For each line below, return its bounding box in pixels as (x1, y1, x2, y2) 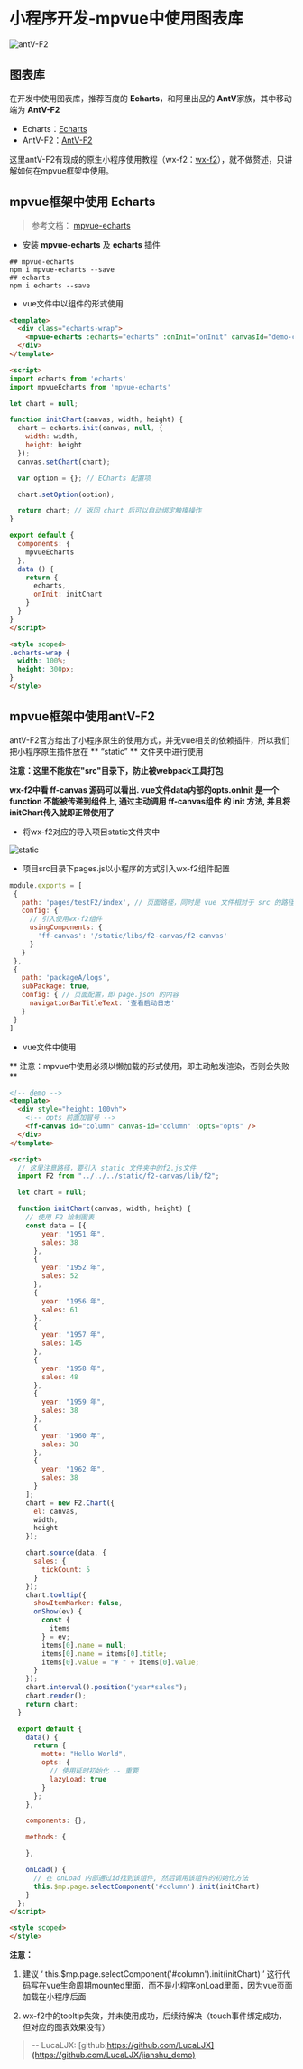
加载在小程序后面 (22, 1991, 87, 2002)
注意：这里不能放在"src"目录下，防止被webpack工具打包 (9, 765, 224, 776)
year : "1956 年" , (41, 1296, 106, 1306)
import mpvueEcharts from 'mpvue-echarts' (9, 382, 171, 391)
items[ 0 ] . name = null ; (41, 1641, 127, 1650)
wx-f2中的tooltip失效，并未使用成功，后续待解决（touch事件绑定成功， (22, 2010, 287, 2021)
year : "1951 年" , (41, 1229, 106, 1238)
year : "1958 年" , (41, 1364, 106, 1373)
